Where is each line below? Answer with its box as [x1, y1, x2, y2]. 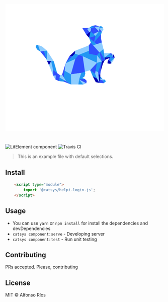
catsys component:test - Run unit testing [12, 236, 97, 242]
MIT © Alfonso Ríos [5, 292, 46, 298]
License [5, 278, 31, 287]
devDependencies [12, 225, 51, 232]
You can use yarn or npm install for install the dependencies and [12, 220, 148, 226]
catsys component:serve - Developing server [12, 231, 105, 237]
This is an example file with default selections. [17, 154, 114, 160]
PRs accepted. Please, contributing [5, 264, 78, 270]
